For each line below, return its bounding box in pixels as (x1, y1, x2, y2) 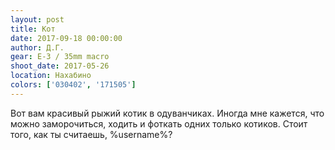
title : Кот (10, 24, 56, 34)
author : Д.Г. (10, 42, 65, 53)
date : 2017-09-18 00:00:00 (10, 33, 123, 43)
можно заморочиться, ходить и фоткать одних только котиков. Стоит (10, 117, 308, 130)
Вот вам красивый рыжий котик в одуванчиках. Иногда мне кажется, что (10, 107, 325, 119)
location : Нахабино (10, 71, 92, 81)
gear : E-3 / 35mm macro (10, 52, 110, 62)
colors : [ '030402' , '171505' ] (10, 80, 137, 90)
